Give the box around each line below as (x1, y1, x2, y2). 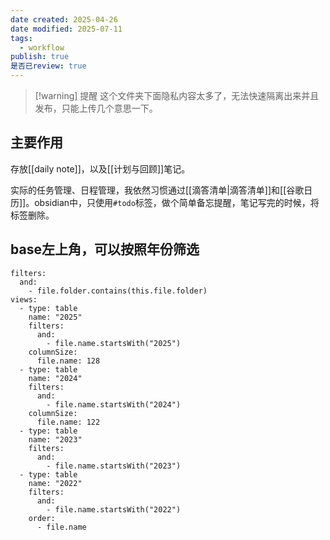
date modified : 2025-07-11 (10, 24, 123, 34)
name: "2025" (28, 312, 83, 322)
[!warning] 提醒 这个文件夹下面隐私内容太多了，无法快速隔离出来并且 (34, 90, 320, 101)
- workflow (19, 42, 65, 53)
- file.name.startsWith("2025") (46, 338, 182, 348)
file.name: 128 (36, 356, 101, 366)
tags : (10, 33, 33, 43)
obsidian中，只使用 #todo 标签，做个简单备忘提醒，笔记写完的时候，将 (34, 196, 320, 208)
